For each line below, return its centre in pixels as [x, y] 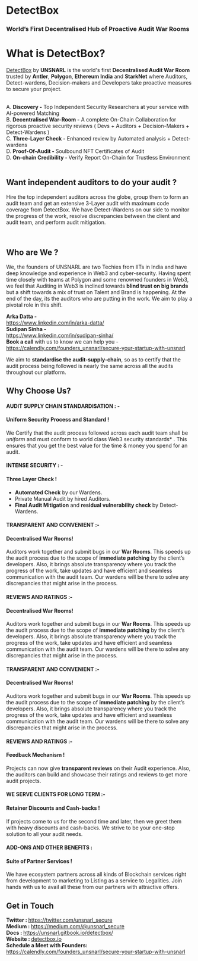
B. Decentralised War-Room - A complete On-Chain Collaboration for [91, 120]
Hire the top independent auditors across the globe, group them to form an [97, 196]
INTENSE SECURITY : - [35, 466]
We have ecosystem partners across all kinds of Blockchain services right [96, 874]
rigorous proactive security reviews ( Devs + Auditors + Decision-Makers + [98, 126]
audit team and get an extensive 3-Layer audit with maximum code [88, 203]
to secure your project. [34, 89]
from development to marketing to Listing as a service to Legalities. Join [94, 881]
